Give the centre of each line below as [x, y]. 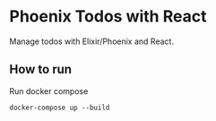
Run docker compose [49, 91]
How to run [41, 69]
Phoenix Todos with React [108, 17]
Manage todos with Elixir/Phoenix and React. [92, 41]
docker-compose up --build [60, 108]
